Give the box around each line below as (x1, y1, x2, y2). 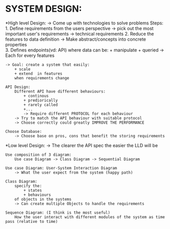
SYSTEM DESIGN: (5, 3, 82, 15)
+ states (23, 188, 42, 193)
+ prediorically (23, 98, 58, 103)
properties (5, 41, 27, 47)
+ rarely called (23, 102, 58, 107)
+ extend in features (14, 71, 63, 76)
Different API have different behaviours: (14, 89, 106, 94)
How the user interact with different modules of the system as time (14, 214, 165, 219)
